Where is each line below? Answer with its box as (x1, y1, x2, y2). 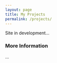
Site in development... (5, 30, 50, 36)
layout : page (5, 7, 32, 12)
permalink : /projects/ (5, 16, 52, 21)
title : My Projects (5, 12, 46, 17)
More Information (5, 43, 48, 50)
